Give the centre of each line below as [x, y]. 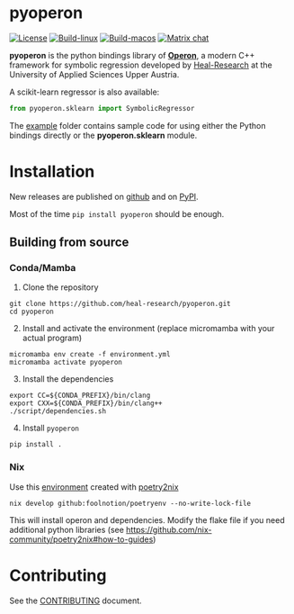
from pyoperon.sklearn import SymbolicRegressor [102, 108]
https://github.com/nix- [169, 529]
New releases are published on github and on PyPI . [104, 196]
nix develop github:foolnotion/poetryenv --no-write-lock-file [130, 503]
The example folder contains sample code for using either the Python [138, 125]
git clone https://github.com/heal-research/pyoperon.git [120, 304]
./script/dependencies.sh [58, 411]
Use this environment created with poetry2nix [94, 487]
